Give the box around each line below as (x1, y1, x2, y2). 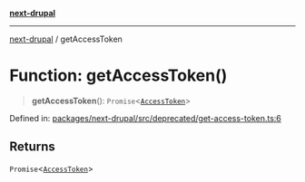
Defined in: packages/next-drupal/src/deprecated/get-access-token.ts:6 (9, 112, 281, 123)
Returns (9, 139, 56, 155)
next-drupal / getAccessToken (9, 34, 123, 44)
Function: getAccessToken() (9, 65, 228, 86)
